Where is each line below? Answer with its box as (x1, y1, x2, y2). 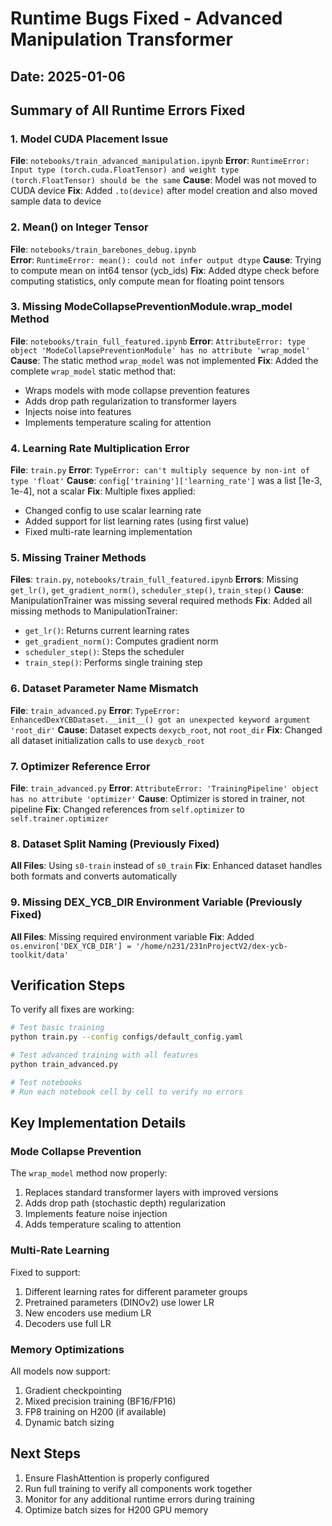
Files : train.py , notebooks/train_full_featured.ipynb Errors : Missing (10, 573, 299, 586)
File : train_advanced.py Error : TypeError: (10, 704, 181, 716)
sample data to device (10, 195, 102, 207)
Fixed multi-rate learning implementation (24, 526, 193, 538)
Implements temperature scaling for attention (24, 416, 212, 428)
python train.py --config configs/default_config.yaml (10, 1032, 244, 1042)
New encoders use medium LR (24, 1307, 152, 1319)
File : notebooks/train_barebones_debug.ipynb (10, 243, 197, 255)
